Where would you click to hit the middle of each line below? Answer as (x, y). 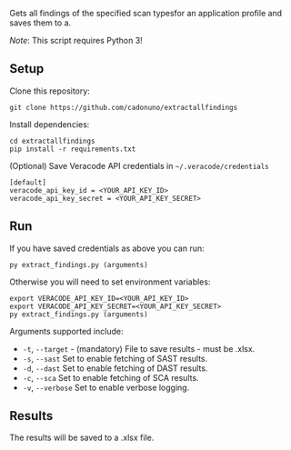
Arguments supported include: (66, 331)
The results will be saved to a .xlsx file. (82, 438)
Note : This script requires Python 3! (76, 40)
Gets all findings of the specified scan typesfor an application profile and (146, 13)
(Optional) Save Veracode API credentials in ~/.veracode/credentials (140, 165)
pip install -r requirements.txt (73, 149)
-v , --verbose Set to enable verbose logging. (106, 387)
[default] (28, 182)
